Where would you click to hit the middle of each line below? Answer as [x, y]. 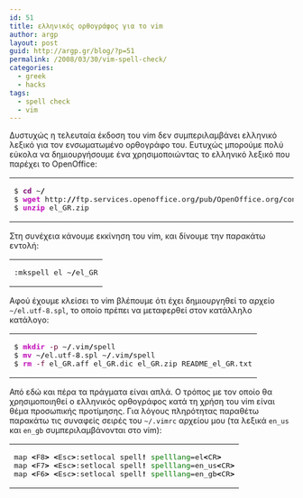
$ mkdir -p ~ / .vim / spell [65, 347]
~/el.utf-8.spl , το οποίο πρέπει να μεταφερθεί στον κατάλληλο [131, 311]
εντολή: [24, 246]
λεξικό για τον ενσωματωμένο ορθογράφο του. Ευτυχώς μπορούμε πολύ [147, 145]
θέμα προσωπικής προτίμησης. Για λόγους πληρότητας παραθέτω [134, 412]
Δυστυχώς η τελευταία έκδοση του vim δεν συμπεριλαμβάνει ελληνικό [143, 135]
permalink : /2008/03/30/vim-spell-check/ [88, 59]
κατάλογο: [29, 320]
